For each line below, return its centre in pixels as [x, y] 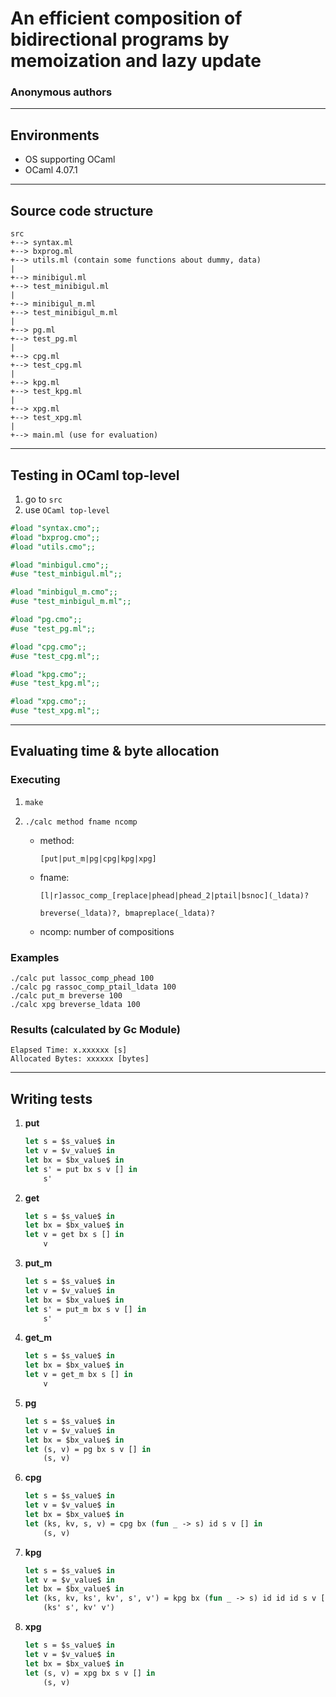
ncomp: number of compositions [107, 931]
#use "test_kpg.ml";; [55, 683]
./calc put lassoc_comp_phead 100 [82, 978]
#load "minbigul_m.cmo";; [64, 592]
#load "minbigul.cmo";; [60, 565]
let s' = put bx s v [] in [81, 1169]
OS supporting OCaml [70, 159]
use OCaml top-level [67, 509]
